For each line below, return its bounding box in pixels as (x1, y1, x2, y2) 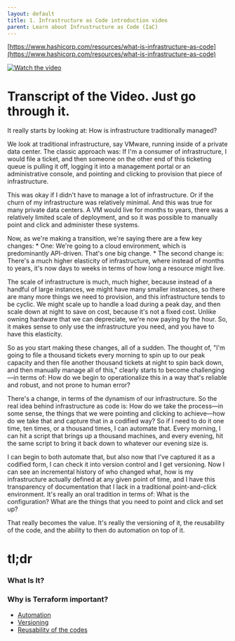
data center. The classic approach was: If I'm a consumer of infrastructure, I (7, 147, 227, 156)
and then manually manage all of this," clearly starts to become (7, 366, 189, 374)
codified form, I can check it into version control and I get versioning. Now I (7, 461, 225, 469)
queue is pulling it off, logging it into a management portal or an (7, 162, 191, 171)
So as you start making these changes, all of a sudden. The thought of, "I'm (7, 343, 226, 352)
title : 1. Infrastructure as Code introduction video (7, 17, 168, 24)
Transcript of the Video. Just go (7, 88, 196, 104)
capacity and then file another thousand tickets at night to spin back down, (7, 359, 224, 367)
